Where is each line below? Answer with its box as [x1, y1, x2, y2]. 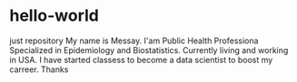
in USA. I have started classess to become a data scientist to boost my [9, 54, 273, 65]
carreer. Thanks [9, 64, 69, 75]
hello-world [9, 5, 100, 26]
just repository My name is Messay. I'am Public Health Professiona [9, 35, 259, 46]
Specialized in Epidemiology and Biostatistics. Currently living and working [9, 44, 289, 55]
